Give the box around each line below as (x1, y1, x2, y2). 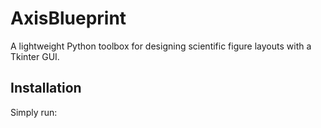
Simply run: (10, 106, 58, 118)
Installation (10, 80, 82, 97)
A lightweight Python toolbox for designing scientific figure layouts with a (10, 40, 312, 52)
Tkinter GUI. (10, 50, 60, 62)
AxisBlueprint (10, 7, 127, 30)
